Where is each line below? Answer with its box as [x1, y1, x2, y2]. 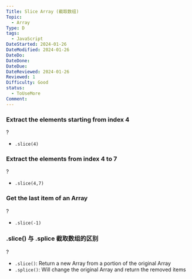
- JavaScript [11, 36, 43, 42]
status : [6, 85, 25, 91]
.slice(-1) [14, 220, 42, 226]
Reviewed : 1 [6, 74, 35, 80]
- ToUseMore [11, 90, 41, 96]
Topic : [6, 14, 22, 20]
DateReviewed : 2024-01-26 [6, 69, 69, 75]
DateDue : [6, 63, 28, 69]
